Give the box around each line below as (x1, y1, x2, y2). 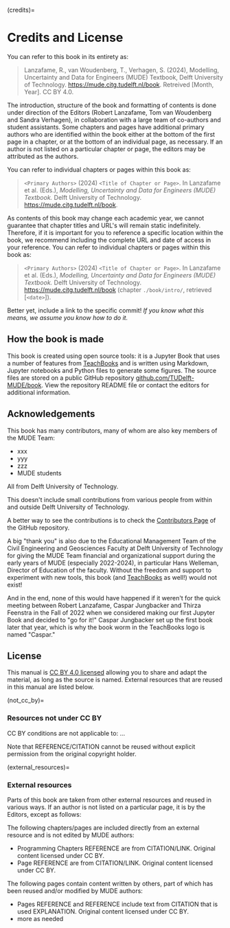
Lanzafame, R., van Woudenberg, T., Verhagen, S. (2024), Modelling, (23, 65, 220, 74)
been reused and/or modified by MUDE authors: (7, 886, 143, 895)
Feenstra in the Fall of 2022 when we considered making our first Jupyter (7, 608, 215, 617)
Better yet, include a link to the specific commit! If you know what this (7, 306, 205, 315)
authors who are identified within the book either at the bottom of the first (7, 130, 215, 138)
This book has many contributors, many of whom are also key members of (7, 426, 218, 435)
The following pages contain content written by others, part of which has (7, 879, 214, 887)
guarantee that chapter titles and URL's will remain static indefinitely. (7, 221, 201, 229)
